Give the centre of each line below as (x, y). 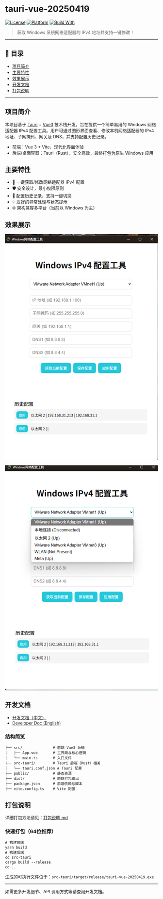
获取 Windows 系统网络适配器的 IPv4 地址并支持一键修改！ (76, 32)
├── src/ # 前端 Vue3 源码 (45, 748)
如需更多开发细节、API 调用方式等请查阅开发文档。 (56, 892)
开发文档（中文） (29, 717)
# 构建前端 (15, 843)
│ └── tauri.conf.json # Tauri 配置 (43, 769)
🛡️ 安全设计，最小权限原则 (38, 188)
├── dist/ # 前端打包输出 (42, 779)
